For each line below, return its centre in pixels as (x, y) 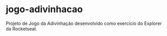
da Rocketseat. (22, 28)
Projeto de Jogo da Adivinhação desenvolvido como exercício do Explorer (84, 23)
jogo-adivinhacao (44, 9)
